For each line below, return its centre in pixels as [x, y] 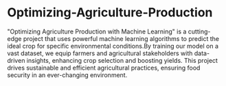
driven [16, 60]
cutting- [199, 31]
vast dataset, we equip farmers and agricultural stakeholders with [100, 53]
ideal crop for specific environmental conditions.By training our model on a [113, 46]
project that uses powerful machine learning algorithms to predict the [121, 38]
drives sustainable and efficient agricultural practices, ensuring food [104, 68]
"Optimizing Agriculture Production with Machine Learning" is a [97, 31]
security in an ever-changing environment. [67, 75]
